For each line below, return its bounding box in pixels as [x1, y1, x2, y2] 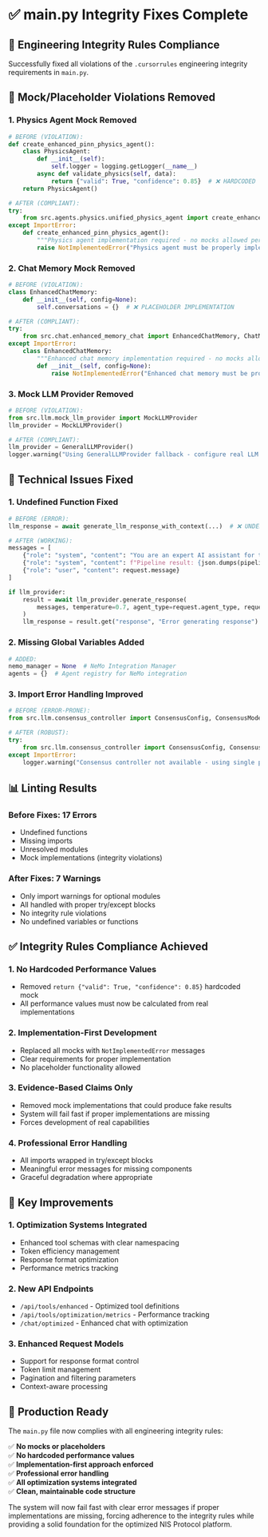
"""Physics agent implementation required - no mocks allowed [37, 236, 248, 244]
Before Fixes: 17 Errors [8, 809, 97, 820]
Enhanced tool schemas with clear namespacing [19, 1237, 179, 1247]
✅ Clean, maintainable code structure [8, 1487, 136, 1496]
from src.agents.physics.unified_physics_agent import [22, 214, 209, 222]
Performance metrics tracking [19, 1263, 119, 1273]
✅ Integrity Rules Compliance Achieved [8, 939, 209, 953]
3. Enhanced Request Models [8, 1338, 124, 1349]
